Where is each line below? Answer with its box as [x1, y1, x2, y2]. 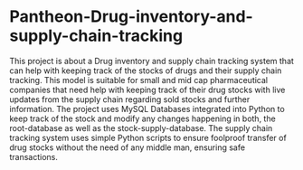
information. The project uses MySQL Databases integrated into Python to [9, 103, 285, 114]
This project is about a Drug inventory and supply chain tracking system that [9, 55, 294, 66]
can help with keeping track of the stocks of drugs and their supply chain [9, 65, 282, 76]
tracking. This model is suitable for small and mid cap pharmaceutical [9, 74, 269, 85]
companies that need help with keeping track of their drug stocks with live [9, 84, 286, 95]
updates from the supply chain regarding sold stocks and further [9, 93, 251, 105]
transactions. [9, 151, 59, 162]
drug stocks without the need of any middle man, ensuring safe [9, 142, 246, 153]
